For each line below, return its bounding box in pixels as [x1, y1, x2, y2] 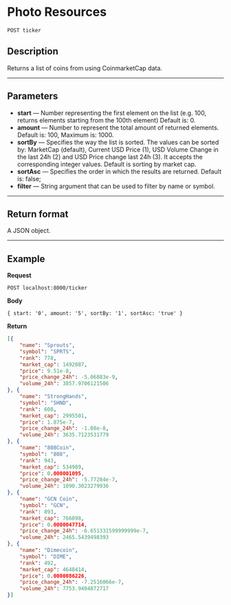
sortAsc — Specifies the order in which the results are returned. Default [16, 167, 222, 176]
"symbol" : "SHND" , [19, 399, 72, 407]
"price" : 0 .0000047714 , [19, 521, 88, 528]
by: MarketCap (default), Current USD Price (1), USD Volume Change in [16, 145, 219, 154]
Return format [7, 208, 69, 220]
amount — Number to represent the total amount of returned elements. [16, 123, 219, 132]
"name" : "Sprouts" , [19, 342, 76, 349]
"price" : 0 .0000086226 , [19, 573, 88, 580]
